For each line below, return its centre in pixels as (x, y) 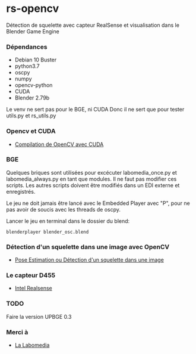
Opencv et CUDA (31, 131)
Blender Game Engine (33, 31)
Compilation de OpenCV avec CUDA (59, 144)
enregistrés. (21, 191)
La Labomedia (32, 345)
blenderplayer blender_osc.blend (48, 232)
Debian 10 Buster (36, 60)
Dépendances (27, 46)
